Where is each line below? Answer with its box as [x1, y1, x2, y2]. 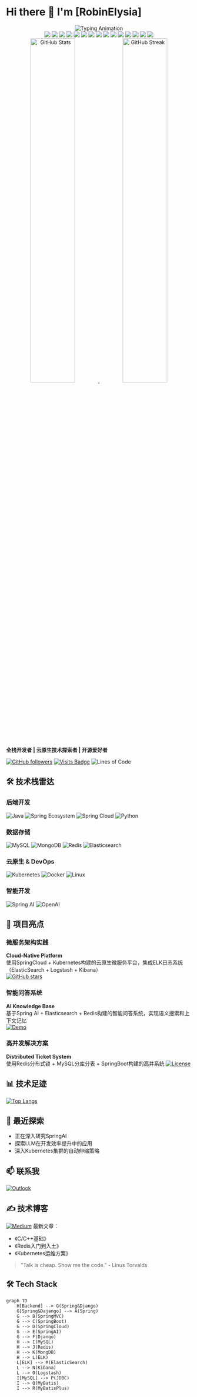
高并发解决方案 [6, 1039, 49, 1048]
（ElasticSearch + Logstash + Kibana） [6, 966, 101, 973]
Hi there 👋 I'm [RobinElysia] [6, 5, 142, 19]
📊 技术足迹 [6, 1079, 47, 1089]
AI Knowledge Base [6, 1002, 55, 1009]
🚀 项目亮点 [6, 919, 44, 929]
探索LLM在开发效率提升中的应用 [14, 1140, 93, 1147]
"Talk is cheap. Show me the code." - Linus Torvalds [20, 1262, 148, 1269]
